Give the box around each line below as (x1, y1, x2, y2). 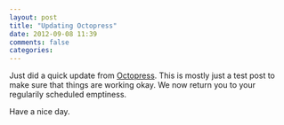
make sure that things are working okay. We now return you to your (9, 80, 256, 90)
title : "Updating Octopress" (9, 21, 118, 30)
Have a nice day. (9, 106, 70, 117)
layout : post (9, 12, 58, 22)
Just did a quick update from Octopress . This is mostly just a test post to (9, 70, 276, 81)
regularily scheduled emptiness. (9, 90, 127, 100)
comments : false (9, 37, 69, 47)
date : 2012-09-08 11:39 (9, 29, 98, 38)
